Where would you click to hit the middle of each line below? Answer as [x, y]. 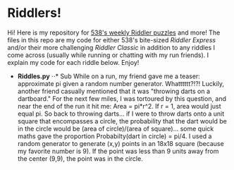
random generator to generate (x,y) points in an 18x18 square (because [121, 143]
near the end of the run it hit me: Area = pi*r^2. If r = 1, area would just [119, 106]
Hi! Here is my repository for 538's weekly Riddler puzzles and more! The [114, 32]
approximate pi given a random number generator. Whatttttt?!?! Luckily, [121, 83]
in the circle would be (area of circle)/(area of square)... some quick [116, 128]
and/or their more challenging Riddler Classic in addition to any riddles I [111, 47]
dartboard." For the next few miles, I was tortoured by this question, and [122, 98]
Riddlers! [35, 13]
